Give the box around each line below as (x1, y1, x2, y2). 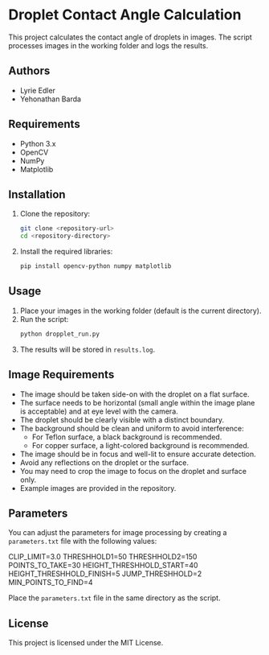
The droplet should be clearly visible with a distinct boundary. (19, 414, 225, 424)
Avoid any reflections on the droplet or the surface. (19, 457, 189, 468)
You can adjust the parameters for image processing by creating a (8, 528, 227, 538)
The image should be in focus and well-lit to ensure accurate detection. (19, 449, 257, 459)
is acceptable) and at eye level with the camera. (19, 406, 178, 416)
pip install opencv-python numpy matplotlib (19, 262, 172, 270)
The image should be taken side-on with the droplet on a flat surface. (19, 389, 250, 399)
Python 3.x (19, 138, 56, 148)
